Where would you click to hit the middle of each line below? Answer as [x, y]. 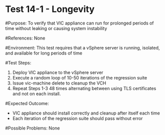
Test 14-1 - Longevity [50, 9]
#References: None [25, 38]
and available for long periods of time [44, 53]
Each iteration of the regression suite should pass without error [77, 118]
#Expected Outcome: [27, 103]
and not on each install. [37, 93]
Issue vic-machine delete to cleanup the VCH [59, 83]
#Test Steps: [18, 62]
